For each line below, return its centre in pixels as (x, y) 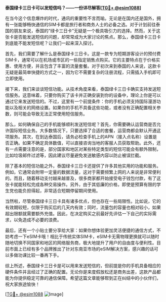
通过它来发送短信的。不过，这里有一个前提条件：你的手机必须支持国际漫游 (81, 101)
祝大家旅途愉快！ (22, 284)
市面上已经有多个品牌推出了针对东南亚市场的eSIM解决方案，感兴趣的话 (82, 249)
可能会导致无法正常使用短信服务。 (53, 114)
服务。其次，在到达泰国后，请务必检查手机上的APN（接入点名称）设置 (81, 137)
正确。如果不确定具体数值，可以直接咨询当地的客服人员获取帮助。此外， (83, 143)
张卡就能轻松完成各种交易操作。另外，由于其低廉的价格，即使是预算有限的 (81, 184)
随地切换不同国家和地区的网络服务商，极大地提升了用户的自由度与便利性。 (81, 243)
